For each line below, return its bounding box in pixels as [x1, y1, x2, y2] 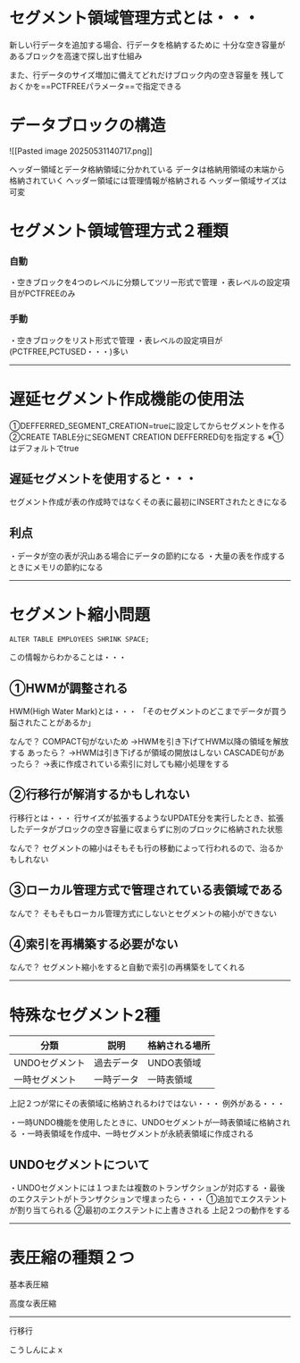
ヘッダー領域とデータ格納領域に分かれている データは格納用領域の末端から [9, 164, 286, 174]
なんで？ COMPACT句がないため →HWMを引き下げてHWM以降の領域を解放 [9, 736, 289, 746]
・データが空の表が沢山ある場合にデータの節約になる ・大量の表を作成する [9, 551, 286, 561]
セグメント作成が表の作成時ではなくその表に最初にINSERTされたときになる [9, 497, 287, 508]
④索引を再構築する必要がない [9, 936, 179, 952]
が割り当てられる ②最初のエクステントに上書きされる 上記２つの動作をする [9, 1205, 290, 1216]
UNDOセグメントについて [9, 1157, 150, 1172]
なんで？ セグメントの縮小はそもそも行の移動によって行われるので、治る [9, 842, 276, 854]
